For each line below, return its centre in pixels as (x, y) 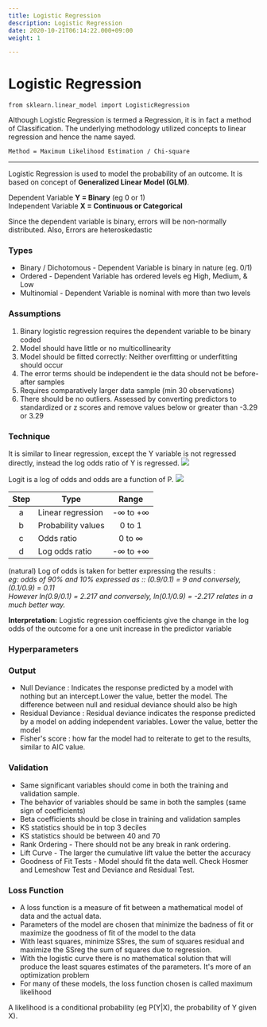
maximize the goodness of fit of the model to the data (108, 932)
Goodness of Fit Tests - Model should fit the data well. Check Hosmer (134, 861)
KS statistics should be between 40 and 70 (90, 835)
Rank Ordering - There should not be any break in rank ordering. (125, 844)
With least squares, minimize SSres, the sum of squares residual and (132, 941)
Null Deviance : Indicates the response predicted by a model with (126, 688)
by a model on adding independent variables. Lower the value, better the (139, 722)
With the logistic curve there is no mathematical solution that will (126, 958)
